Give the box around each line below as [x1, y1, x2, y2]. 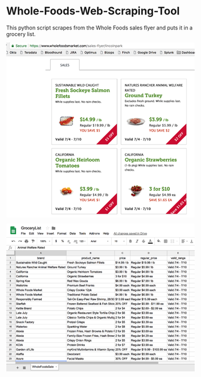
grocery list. [6, 30, 36, 37]
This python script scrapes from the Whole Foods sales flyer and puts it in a [6, 24, 193, 31]
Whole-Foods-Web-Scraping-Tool [6, 4, 180, 18]
